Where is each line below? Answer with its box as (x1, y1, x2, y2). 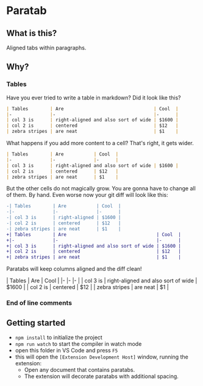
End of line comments (6, 299, 72, 307)
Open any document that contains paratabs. (24, 366, 135, 373)
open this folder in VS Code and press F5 (15, 346, 118, 354)
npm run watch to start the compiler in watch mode (15, 340, 142, 348)
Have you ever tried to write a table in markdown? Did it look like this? (6, 94, 181, 101)
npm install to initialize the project (15, 334, 102, 341)
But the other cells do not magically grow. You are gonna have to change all (6, 185, 196, 192)
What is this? (6, 28, 57, 38)
